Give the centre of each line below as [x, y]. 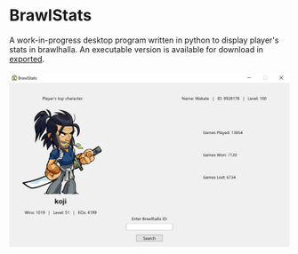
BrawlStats [50, 16]
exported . [27, 59]
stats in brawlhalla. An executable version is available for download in [137, 49]
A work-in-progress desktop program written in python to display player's [144, 40]
